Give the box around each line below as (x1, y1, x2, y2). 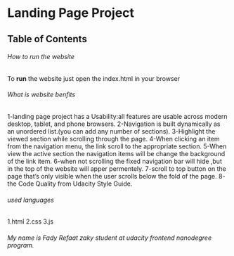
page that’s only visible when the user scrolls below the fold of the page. (7, 172, 218, 180)
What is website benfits (7, 90, 76, 99)
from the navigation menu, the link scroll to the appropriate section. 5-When (7, 142, 227, 151)
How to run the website (7, 53, 75, 61)
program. (7, 241, 34, 249)
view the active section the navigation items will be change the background (7, 149, 226, 158)
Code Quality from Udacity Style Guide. (18, 179, 133, 188)
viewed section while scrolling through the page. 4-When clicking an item (7, 134, 220, 143)
